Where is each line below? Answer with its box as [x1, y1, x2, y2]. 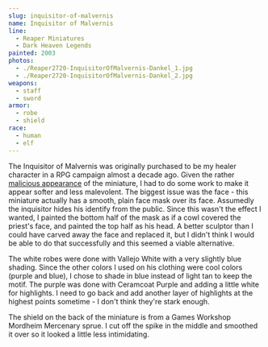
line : [8, 27, 27, 35]
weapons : [8, 79, 38, 87]
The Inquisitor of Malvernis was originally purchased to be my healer [8, 161, 237, 171]
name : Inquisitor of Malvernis [8, 19, 114, 27]
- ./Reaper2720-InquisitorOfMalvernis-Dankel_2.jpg [15, 72, 194, 80]
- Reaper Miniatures [15, 34, 85, 43]
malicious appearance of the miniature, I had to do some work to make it [8, 178, 249, 188]
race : [8, 124, 27, 132]
